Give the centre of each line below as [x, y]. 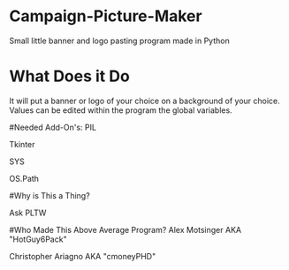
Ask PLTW [28, 213]
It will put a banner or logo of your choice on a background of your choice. [144, 101]
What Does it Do [69, 76]
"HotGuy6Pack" [38, 239]
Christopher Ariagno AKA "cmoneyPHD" [83, 256]
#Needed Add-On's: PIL [53, 127]
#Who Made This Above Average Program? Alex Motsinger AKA [125, 229]
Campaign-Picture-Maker [106, 16]
